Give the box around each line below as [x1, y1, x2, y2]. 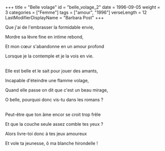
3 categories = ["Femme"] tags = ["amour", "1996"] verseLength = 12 [5, 9, 147, 15]
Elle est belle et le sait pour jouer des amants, [5, 68, 98, 74]
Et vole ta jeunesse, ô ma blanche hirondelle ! [5, 141, 98, 146]
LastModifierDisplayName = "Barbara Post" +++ [5, 15, 104, 20]
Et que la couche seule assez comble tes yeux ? [5, 121, 103, 127]
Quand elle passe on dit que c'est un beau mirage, [5, 87, 108, 93]
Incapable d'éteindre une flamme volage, [5, 78, 89, 83]
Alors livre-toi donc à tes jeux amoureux [5, 131, 87, 137]
